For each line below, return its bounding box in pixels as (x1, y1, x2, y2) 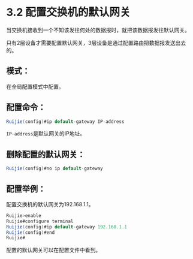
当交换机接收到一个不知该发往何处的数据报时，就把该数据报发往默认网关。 (6, 26, 190, 34)
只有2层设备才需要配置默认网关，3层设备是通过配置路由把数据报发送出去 (6, 39, 186, 46)
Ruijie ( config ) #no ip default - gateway (6, 165, 103, 171)
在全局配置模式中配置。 (6, 83, 64, 90)
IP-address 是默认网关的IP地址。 (6, 130, 86, 137)
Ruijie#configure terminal (6, 218, 74, 224)
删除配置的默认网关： (6, 149, 85, 159)
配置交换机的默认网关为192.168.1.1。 (6, 200, 94, 207)
